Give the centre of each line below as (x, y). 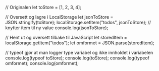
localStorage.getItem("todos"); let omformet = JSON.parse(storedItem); (80, 43)
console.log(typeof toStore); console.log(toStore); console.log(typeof (77, 58)
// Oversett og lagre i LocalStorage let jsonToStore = (59, 17)
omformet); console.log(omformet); (42, 63)
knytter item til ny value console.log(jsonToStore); (57, 28)
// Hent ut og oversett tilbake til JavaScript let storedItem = (66, 38)
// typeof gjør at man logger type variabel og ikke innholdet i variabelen (79, 53)
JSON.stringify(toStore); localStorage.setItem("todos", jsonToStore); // (78, 22)
